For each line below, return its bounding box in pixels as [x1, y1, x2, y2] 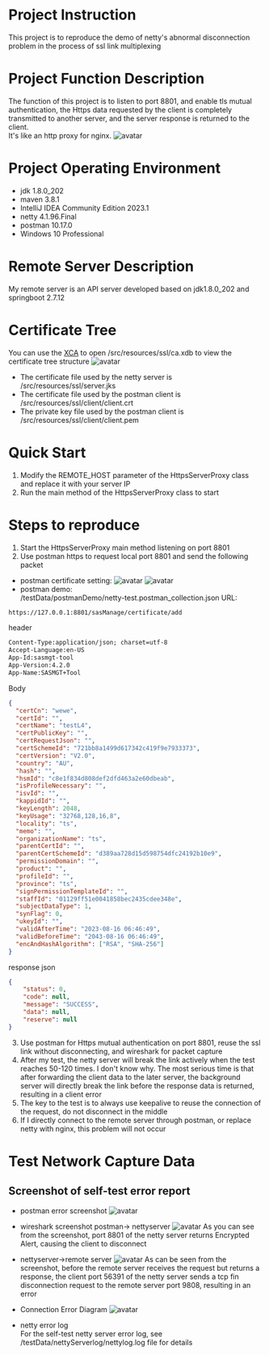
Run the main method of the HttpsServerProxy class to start [19, 488, 220, 497]
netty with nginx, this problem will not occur [19, 1123, 166, 1133]
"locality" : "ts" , [15, 820, 78, 828]
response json [8, 962, 56, 972]
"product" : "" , [15, 865, 67, 873]
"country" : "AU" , [15, 759, 74, 767]
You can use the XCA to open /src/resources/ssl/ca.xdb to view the [8, 347, 233, 357]
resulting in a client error [19, 1089, 103, 1099]
